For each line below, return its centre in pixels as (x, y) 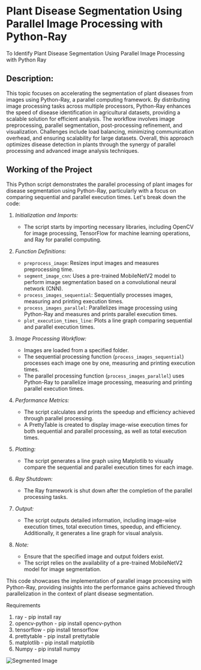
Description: (30, 79)
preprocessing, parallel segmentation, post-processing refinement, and (94, 125)
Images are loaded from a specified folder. (76, 350)
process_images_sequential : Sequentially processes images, (98, 295)
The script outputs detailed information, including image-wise (100, 520)
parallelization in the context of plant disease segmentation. (80, 594)
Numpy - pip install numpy (48, 649)
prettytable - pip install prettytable (57, 636)
